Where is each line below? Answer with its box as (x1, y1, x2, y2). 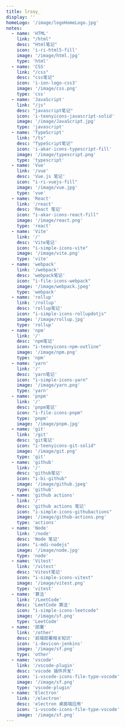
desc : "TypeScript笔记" (17, 140, 74, 147)
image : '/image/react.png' (17, 218, 83, 223)
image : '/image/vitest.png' (17, 580, 85, 586)
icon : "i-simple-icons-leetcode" (17, 608, 99, 614)
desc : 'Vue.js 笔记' (17, 174, 65, 180)
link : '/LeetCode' (17, 596, 62, 603)
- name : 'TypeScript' (11, 129, 65, 136)
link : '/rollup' (17, 300, 57, 306)
